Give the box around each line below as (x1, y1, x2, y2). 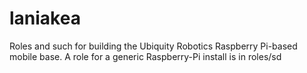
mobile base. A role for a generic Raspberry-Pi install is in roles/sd (9, 50, 282, 62)
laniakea (9, 7, 81, 30)
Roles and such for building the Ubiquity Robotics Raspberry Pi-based (9, 40, 298, 52)
